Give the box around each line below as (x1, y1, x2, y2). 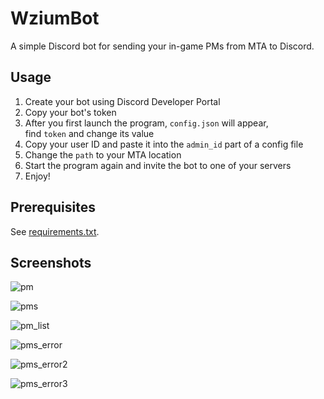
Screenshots (10, 254, 92, 271)
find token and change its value (24, 127, 155, 139)
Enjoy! (24, 170, 51, 182)
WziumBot (10, 7, 100, 30)
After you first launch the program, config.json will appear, (24, 117, 269, 129)
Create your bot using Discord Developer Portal (24, 95, 221, 107)
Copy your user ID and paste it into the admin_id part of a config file (24, 138, 304, 150)
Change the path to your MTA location (24, 148, 182, 161)
